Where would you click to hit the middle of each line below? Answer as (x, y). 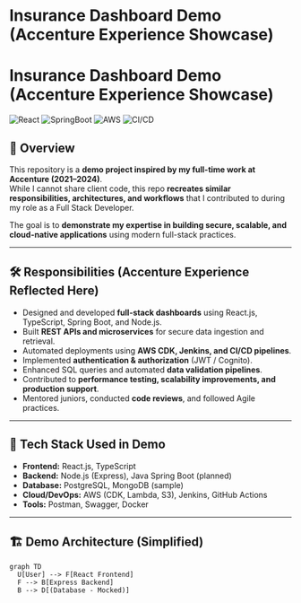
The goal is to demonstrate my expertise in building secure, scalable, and (148, 224)
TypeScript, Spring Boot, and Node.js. (92, 322)
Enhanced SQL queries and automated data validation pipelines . (142, 370)
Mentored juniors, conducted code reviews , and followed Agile (139, 398)
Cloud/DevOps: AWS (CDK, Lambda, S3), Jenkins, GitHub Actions (145, 494)
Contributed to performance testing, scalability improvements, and (149, 379)
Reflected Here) (54, 291)
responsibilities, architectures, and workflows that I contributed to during (147, 197)
